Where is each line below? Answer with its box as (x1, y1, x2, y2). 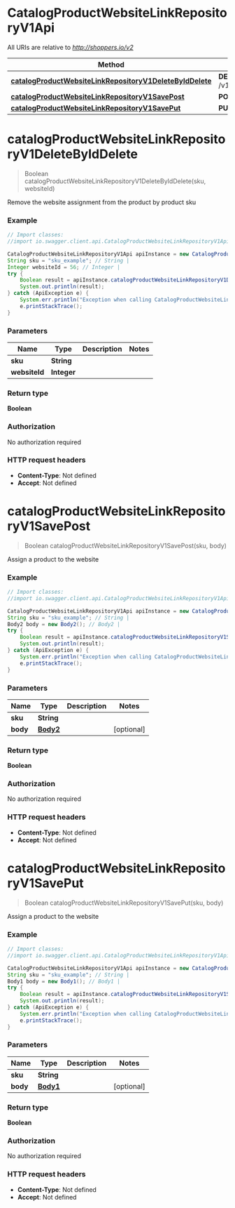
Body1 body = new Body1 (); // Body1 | (7, 978, 120, 985)
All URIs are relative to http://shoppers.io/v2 (7, 43, 134, 51)
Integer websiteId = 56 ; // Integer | (7, 263, 120, 271)
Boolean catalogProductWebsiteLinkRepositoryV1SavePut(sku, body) (24, 898, 224, 907)
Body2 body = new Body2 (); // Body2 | (7, 620, 120, 628)
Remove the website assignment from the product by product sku (7, 198, 197, 206)
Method (97, 60, 124, 69)
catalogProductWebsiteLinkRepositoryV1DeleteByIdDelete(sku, (24, 177, 206, 185)
